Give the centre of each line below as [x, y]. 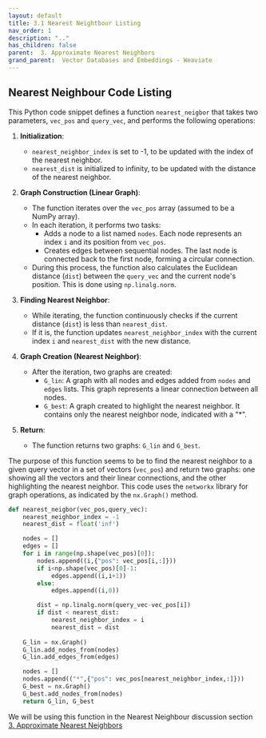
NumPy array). [56, 216]
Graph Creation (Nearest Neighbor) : [80, 356]
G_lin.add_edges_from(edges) [71, 657]
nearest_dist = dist [85, 627]
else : [46, 583]
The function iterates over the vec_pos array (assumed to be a [133, 208]
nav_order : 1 [30, 30]
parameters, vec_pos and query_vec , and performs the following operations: [132, 120]
